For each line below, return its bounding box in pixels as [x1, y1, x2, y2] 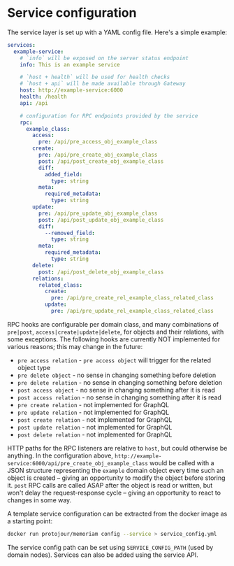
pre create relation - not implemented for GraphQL [17, 400, 170, 409]
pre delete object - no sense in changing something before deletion [17, 371, 217, 379]
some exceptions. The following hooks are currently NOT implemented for [7, 334, 221, 344]
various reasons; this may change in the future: [7, 342, 143, 351]
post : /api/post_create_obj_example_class [38, 157, 164, 165]
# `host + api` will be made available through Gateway [20, 80, 187, 87]
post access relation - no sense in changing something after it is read [17, 393, 222, 402]
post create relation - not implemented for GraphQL [17, 415, 173, 424]
